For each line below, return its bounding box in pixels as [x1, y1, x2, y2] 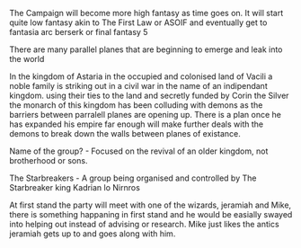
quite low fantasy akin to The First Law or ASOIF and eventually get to [9, 17, 268, 28]
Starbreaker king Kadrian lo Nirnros [9, 182, 141, 192]
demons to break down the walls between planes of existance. [9, 128, 241, 138]
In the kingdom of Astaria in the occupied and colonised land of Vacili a [9, 71, 273, 82]
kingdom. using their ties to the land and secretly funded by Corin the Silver [9, 90, 289, 101]
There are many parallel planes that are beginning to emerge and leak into [9, 44, 283, 55]
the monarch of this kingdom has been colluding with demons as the [9, 100, 263, 111]
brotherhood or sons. [9, 155, 88, 165]
